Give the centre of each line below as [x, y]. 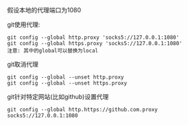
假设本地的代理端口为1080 [44, 10]
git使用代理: [24, 25]
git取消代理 [23, 64]
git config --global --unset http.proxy [66, 77]
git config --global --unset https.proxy [67, 83]
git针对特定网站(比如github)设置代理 [58, 97]
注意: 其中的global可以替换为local [52, 51]
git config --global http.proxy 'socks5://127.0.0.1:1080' [93, 38]
